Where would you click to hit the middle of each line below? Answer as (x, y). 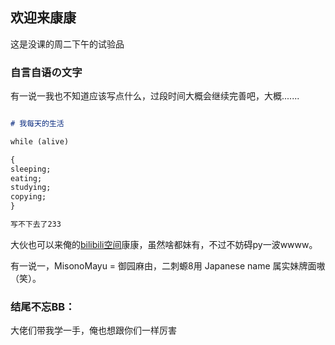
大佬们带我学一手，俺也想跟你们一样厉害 (93, 330)
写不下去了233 (36, 224)
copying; (28, 197)
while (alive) (40, 141)
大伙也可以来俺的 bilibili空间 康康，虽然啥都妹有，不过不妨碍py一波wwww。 (164, 244)
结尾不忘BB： (43, 306)
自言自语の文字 (46, 72)
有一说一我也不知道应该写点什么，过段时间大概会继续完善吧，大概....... (155, 96)
